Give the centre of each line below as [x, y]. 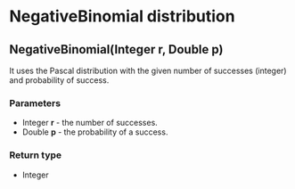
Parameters [35, 103]
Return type [36, 155]
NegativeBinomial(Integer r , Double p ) [116, 49]
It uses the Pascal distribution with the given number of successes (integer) [148, 70]
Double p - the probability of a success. [95, 132]
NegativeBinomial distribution [122, 16]
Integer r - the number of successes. [90, 123]
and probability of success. [59, 80]
